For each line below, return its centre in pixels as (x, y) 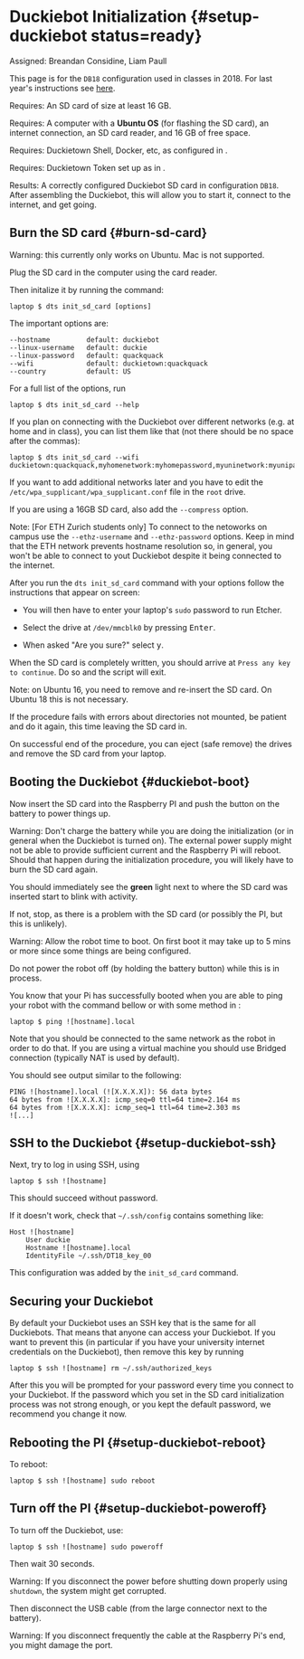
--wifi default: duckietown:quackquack (109, 364)
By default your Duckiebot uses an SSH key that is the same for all (133, 1323)
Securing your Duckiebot (81, 1301)
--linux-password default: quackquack (87, 355)
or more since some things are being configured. (100, 951)
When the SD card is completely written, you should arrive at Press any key (150, 662)
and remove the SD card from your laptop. (88, 754)
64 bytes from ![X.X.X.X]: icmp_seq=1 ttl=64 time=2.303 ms (125, 1107)
